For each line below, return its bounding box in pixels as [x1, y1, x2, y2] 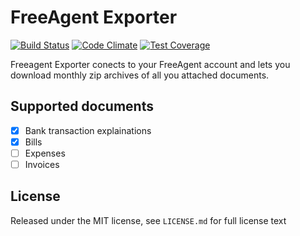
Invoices [24, 158, 60, 170]
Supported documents [10, 98, 154, 115]
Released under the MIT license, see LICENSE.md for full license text [10, 214, 287, 226]
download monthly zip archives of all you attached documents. [10, 69, 270, 81]
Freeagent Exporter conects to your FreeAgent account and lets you [10, 58, 291, 70]
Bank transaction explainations [24, 124, 152, 136]
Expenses [24, 147, 66, 159]
